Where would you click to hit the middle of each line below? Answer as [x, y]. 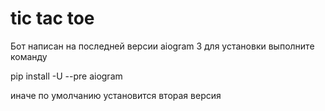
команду [29, 56]
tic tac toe [52, 18]
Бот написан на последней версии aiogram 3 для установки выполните [162, 46]
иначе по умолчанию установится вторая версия [116, 95]
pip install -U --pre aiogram [66, 76]
